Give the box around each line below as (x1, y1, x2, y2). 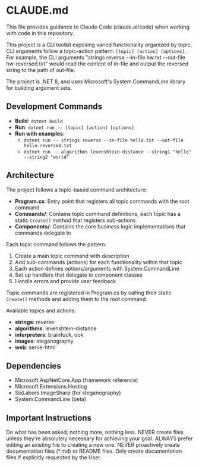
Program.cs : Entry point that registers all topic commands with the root (14, 198, 189, 205)
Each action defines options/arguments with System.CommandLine (14, 265, 179, 272)
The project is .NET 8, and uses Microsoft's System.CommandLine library (6, 78, 186, 85)
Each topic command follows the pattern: (6, 240, 107, 247)
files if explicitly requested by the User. (6, 454, 102, 461)
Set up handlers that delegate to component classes (14, 271, 143, 278)
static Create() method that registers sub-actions (14, 217, 136, 224)
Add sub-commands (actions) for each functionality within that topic (14, 258, 182, 265)
